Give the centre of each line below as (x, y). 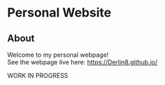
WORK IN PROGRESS (38, 75)
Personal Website (59, 13)
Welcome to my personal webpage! (58, 55)
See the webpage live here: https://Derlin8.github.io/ (82, 62)
